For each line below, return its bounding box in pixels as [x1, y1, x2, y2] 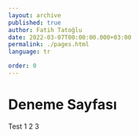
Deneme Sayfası [8, 96, 118, 114]
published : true [8, 19, 61, 27]
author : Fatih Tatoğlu [8, 26, 82, 34]
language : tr [8, 48, 51, 56]
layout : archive [8, 11, 61, 20]
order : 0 [8, 62, 37, 70]
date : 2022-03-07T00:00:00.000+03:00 [8, 33, 132, 41]
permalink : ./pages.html [8, 41, 90, 49]
